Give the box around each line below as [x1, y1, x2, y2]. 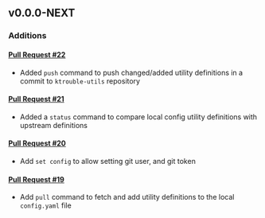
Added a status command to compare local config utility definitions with [19, 111, 257, 122]
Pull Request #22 [8, 49, 66, 59]
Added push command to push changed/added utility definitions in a [19, 68, 244, 77]
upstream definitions [19, 120, 88, 130]
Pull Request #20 [8, 138, 66, 148]
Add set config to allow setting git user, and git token [19, 156, 197, 165]
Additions [8, 30, 47, 41]
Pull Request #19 [8, 174, 65, 184]
